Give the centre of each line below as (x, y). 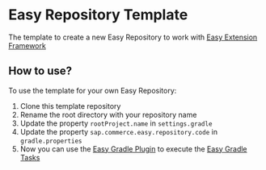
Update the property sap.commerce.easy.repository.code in (119, 131)
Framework (27, 45)
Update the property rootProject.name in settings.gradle (116, 123)
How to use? (40, 71)
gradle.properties (51, 141)
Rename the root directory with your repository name (108, 114)
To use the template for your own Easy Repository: (93, 90)
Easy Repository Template (98, 15)
